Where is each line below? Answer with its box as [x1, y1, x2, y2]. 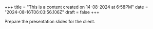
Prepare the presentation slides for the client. [4, 19, 96, 24]
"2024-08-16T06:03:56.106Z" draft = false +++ [4, 9, 100, 15]
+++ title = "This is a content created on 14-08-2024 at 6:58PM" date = [4, 4, 148, 10]
